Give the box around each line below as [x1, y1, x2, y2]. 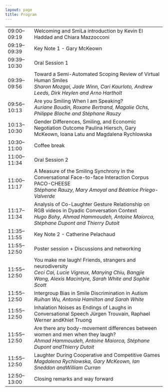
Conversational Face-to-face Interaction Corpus [34, 174, 149, 181]
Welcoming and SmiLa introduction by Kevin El [34, 27, 143, 34]
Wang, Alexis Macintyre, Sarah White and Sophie [34, 275, 150, 282]
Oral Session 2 [34, 156, 68, 163]
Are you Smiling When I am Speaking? [34, 97, 123, 104]
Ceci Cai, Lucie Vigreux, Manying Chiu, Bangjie [34, 269, 145, 276]
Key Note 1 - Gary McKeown [34, 45, 102, 52]
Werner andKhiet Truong [34, 316, 92, 323]
